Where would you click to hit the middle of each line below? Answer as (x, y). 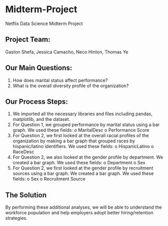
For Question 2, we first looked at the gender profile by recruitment (83, 168)
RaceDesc (23, 152)
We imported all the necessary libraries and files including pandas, (82, 114)
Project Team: (28, 40)
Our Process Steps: (37, 101)
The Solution (26, 195)
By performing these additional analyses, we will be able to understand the (83, 207)
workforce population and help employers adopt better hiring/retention (79, 213)
